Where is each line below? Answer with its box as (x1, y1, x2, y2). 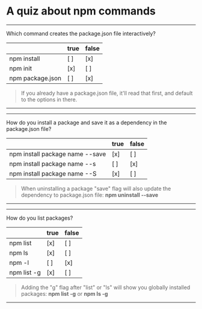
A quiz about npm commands (6, 4, 156, 18)
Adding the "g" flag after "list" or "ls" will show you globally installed (20, 284, 191, 291)
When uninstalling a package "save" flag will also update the (20, 185, 171, 192)
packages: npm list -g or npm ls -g (20, 290, 108, 297)
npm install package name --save (9, 150, 106, 158)
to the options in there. (20, 95, 78, 103)
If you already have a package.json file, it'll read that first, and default (20, 89, 193, 97)
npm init (9, 64, 32, 72)
